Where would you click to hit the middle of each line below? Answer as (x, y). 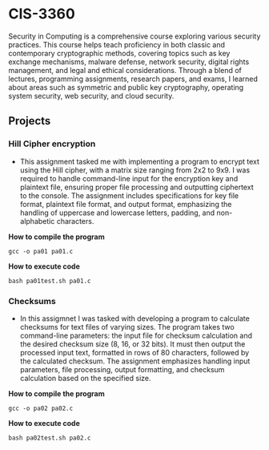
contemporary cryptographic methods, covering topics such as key (119, 53)
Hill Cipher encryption (52, 144)
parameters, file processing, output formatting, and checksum (122, 369)
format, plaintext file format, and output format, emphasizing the (126, 204)
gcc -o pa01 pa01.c (41, 251)
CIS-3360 (42, 14)
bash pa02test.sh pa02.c (50, 438)
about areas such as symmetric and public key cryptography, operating (126, 87)
